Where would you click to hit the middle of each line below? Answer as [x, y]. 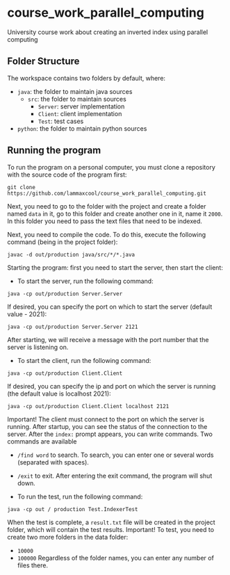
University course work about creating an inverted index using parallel [108, 32]
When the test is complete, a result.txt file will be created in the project [111, 522]
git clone [22, 187]
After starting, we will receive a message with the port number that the [108, 339]
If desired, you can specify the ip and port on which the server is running [112, 386]
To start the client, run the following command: [84, 360]
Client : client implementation [80, 113]
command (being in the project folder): [63, 242]
